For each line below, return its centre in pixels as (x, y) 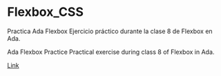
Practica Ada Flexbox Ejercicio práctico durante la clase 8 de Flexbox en (110, 31)
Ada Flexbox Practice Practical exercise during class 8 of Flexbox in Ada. (111, 52)
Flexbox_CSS (46, 12)
